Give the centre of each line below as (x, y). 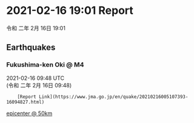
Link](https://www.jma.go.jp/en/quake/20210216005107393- (113, 97)
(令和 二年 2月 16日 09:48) (39, 85)
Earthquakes (31, 48)
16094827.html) (25, 102)
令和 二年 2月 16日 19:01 (36, 28)
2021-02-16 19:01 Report (70, 11)
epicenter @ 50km (29, 113)
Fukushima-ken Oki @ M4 (45, 65)
